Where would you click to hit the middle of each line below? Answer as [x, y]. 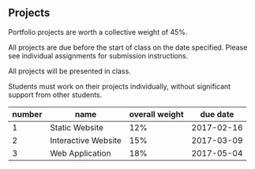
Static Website [77, 127]
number [27, 114]
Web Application [81, 153]
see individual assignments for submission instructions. [98, 55]
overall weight [156, 114]
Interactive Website [86, 140]
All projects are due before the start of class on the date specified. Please [128, 47]
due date [217, 114]
